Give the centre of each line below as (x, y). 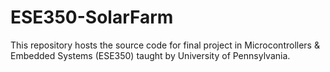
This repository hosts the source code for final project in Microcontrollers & (165, 45)
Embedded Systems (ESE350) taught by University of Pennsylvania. (150, 55)
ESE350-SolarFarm (92, 17)
